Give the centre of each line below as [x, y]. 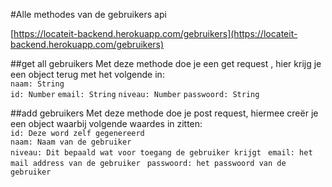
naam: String [37, 84]
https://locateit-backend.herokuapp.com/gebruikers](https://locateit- [155, 33]
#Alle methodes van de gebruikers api [88, 14]
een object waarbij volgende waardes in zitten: [106, 123]
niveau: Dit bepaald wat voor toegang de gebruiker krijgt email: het [161, 153]
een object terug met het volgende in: [87, 74]
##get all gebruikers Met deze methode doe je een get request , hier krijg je [166, 63]
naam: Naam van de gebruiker [71, 142]
